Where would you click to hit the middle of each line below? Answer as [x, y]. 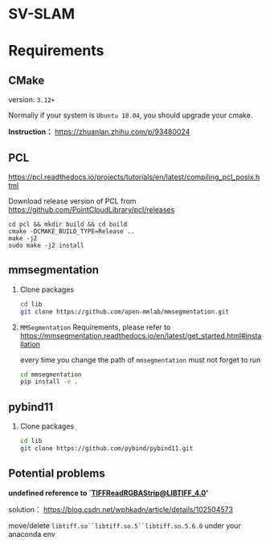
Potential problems [57, 474]
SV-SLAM [41, 14]
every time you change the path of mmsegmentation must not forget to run [140, 359]
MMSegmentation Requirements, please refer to [95, 327]
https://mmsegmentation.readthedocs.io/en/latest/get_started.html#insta [141, 335]
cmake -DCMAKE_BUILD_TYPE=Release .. [72, 232]
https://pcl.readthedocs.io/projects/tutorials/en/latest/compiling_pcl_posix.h [134, 177]
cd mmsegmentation [51, 375]
